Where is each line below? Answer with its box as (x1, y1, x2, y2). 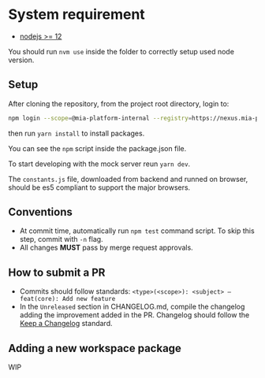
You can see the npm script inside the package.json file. (8, 143, 187, 153)
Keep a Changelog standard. (19, 319, 113, 328)
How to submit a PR (8, 265, 106, 279)
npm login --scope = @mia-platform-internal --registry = (8, 114, 192, 122)
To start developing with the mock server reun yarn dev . (8, 159, 191, 169)
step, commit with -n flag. (19, 235, 104, 244)
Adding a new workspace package (8, 341, 181, 355)
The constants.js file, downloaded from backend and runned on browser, (8, 174, 248, 183)
